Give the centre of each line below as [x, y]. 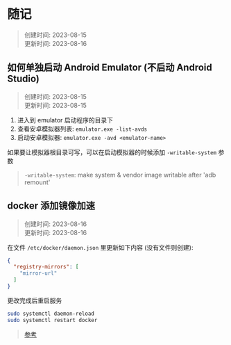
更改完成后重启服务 [35, 300]
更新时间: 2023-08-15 [55, 105]
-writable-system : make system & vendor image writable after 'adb [120, 175]
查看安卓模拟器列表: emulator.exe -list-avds [82, 129]
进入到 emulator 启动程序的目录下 [65, 120]
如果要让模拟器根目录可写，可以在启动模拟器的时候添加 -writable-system [112, 152]
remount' [37, 182]
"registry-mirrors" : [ [46, 267]
